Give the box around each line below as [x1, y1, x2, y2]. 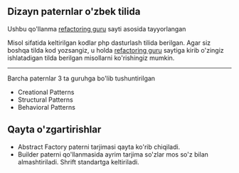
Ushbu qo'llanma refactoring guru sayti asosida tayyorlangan [7, 24, 186, 33]
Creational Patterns [17, 88, 75, 96]
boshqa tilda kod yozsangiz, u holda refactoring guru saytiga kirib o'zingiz [7, 46, 224, 54]
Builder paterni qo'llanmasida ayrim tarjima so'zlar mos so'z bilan [17, 150, 208, 159]
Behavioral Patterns [17, 103, 76, 111]
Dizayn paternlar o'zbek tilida [7, 6, 141, 18]
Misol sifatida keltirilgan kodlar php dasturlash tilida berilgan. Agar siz [7, 38, 211, 47]
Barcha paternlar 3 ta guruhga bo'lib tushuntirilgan [7, 74, 155, 83]
